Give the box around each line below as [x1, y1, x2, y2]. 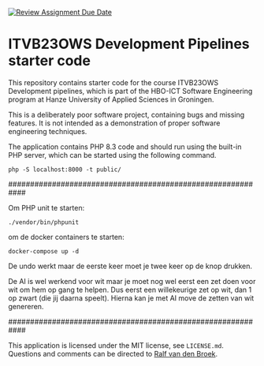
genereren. [8, 301, 44, 311]
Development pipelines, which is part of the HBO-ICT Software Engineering [8, 86, 253, 95]
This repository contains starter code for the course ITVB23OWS [8, 77, 219, 87]
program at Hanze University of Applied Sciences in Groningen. [8, 95, 214, 104]
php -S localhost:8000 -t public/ [8, 166, 122, 174]
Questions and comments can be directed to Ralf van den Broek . [8, 349, 218, 358]
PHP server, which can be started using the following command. [8, 150, 217, 159]
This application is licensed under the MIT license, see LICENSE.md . [8, 340, 225, 350]
